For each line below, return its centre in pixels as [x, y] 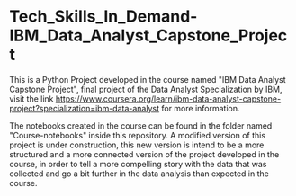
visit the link [31, 98]
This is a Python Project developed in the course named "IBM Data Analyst [148, 79]
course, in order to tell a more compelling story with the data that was [138, 164]
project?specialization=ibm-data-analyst [85, 108]
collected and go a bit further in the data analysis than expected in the [139, 174]
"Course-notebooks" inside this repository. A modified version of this [138, 135]
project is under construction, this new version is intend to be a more [137, 145]
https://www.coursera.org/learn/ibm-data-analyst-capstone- [168, 98]
